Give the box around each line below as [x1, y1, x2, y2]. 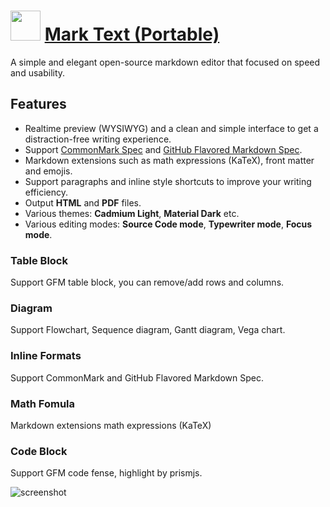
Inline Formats [10, 349, 82, 363]
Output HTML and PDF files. [24, 196, 142, 209]
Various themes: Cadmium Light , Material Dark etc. [24, 207, 240, 219]
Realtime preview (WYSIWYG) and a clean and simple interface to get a [24, 122, 319, 134]
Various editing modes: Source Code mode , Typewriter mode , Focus [24, 218, 313, 230]
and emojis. [24, 165, 73, 177]
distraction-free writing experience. [24, 133, 172, 145]
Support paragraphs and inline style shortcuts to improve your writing [24, 175, 312, 187]
